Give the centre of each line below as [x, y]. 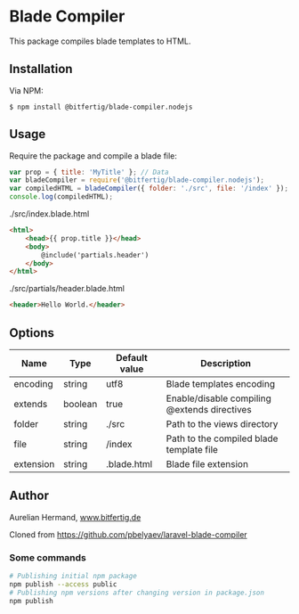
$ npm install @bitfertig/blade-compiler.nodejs [101, 107]
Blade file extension [207, 464]
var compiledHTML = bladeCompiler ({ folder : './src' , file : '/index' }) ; [149, 189]
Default [132, 358]
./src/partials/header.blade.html [67, 289]
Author [29, 496]
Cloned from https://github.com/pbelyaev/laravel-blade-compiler [128, 534]
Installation [41, 69]
